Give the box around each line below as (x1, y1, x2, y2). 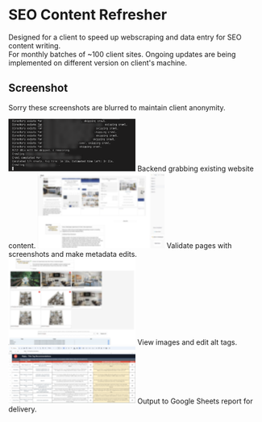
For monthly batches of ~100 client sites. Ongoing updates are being (8, 49, 236, 59)
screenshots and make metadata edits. (8, 250, 137, 259)
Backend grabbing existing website (136, 163, 254, 173)
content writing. (8, 40, 61, 50)
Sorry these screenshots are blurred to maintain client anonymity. (8, 102, 226, 112)
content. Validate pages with (8, 241, 232, 250)
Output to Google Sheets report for (136, 396, 253, 406)
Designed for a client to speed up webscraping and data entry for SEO (8, 32, 242, 42)
